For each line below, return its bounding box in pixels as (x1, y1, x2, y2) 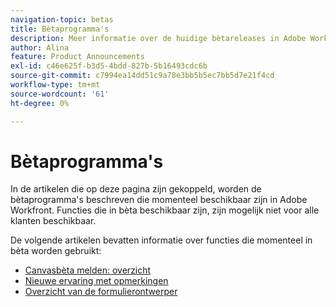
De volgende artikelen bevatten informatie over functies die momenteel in (10, 234, 313, 246)
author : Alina (10, 42, 70, 53)
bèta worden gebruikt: (10, 245, 102, 257)
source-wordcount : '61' (10, 89, 110, 99)
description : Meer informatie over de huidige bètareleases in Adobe (10, 33, 307, 43)
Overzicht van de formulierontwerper (24, 286, 178, 298)
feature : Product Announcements (10, 52, 145, 62)
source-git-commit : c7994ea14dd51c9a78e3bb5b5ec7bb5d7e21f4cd (10, 71, 275, 81)
